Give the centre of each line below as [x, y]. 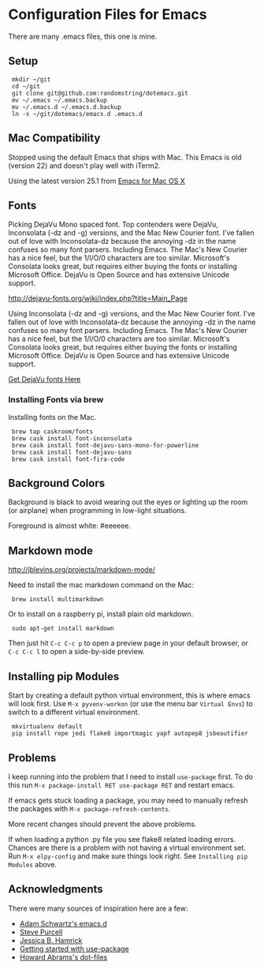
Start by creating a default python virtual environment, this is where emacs [129, 695]
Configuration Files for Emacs [108, 15]
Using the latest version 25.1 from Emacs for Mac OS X [97, 181]
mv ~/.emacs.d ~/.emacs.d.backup [67, 107]
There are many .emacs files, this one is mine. [83, 36]
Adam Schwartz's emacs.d [63, 923]
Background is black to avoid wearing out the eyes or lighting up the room [128, 502]
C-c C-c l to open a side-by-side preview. [76, 652]
